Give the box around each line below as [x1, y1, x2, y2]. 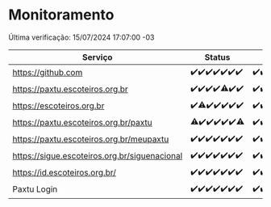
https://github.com [12, 67, 83, 78]
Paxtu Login [12, 184, 58, 195]
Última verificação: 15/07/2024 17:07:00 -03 [8, 32, 155, 42]
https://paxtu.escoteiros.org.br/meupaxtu [12, 133, 169, 145]
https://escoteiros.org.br [12, 100, 105, 112]
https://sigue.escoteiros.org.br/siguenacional [12, 150, 183, 162]
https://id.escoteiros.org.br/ [12, 167, 117, 179]
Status [204, 51, 231, 62]
